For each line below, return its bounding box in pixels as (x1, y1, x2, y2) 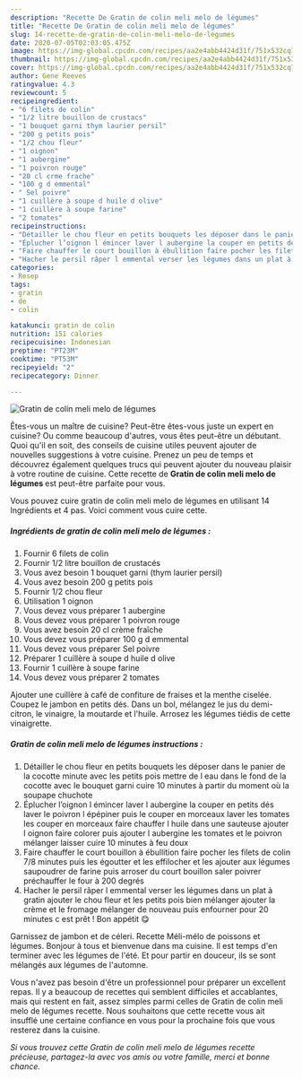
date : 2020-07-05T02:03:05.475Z (10, 38, 131, 48)
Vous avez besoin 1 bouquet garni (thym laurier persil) (22, 567, 223, 579)
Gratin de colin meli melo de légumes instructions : (10, 738, 203, 749)
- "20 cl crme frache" (10, 171, 95, 180)
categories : (10, 264, 55, 273)
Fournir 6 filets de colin (22, 548, 109, 559)
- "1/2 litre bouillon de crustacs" (10, 113, 147, 122)
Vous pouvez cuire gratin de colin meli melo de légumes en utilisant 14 (10, 495, 270, 507)
